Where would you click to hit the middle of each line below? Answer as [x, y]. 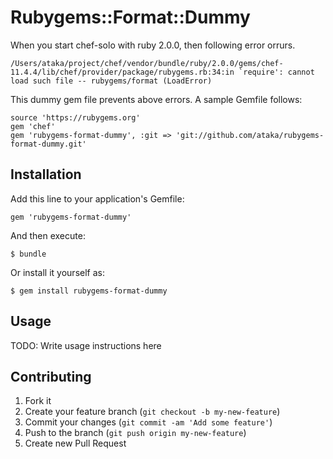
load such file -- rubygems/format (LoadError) [111, 81]
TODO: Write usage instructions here [86, 345]
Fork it [38, 401]
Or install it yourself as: [57, 272]
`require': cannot [276, 72]
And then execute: [48, 235]
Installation [46, 174]
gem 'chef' [33, 126]
